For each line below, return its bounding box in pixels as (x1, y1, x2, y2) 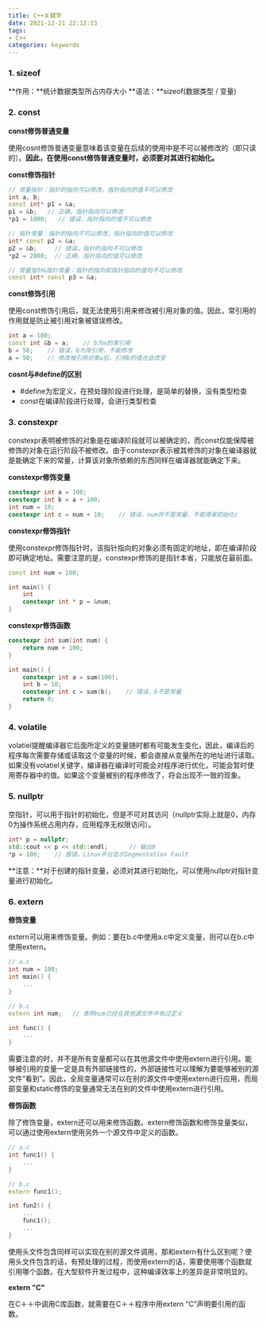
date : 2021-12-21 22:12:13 (8, 19, 98, 27)
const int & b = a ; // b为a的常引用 (8, 339, 131, 347)
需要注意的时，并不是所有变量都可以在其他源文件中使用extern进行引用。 (8, 1054, 246, 1063)
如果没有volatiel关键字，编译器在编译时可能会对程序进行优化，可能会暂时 (8, 761, 248, 770)
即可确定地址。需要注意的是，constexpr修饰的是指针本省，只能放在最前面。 (8, 552, 257, 562)
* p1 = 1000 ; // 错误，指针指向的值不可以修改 (8, 216, 153, 224)
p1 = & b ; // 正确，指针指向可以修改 (8, 208, 124, 216)
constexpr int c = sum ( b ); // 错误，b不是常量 (22, 688, 182, 696)
